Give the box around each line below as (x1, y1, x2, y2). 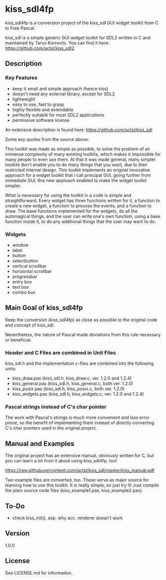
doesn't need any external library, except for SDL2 (12, 90, 115, 97)
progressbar (12, 273, 38, 279)
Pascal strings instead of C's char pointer (5, 403, 107, 410)
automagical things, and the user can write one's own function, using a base (5, 213, 161, 219)
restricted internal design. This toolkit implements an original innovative (5, 167, 151, 173)
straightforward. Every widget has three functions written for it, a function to (5, 197, 161, 203)
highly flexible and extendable (12, 106, 74, 112)
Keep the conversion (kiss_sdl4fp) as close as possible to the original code (5, 316, 158, 322)
